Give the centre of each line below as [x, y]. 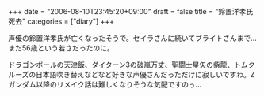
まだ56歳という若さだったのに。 [61, 48]
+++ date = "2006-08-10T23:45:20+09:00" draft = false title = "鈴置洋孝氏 [131, 11]
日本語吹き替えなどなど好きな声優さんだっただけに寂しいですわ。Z [145, 74]
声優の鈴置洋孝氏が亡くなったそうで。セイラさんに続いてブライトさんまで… [133, 38]
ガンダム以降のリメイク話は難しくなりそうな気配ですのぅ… [105, 84]
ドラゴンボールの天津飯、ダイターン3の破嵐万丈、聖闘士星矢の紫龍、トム [128, 65]
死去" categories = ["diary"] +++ [61, 21]
